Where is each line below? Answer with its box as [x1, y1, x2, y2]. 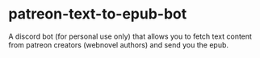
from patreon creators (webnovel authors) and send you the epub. [8, 39, 229, 49]
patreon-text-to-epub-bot [8, 5, 187, 23]
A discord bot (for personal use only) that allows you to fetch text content [8, 31, 253, 41]
